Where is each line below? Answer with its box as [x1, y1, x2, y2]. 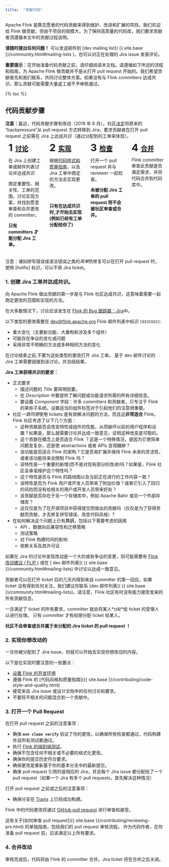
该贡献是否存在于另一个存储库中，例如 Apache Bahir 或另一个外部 [20, 492, 156, 499]
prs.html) [5, 824, 24, 830]
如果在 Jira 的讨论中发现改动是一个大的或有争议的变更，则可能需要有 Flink [5, 553, 158, 559]
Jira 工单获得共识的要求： [5, 369, 59, 375]
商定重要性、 [8, 181, 35, 187]
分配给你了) [49, 222, 74, 228]
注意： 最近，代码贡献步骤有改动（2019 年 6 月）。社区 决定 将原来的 [5, 121, 143, 127]
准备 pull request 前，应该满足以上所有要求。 [5, 830, 98, 836]
